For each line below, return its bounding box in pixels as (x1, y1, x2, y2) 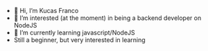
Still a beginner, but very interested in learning (13, 36, 146, 44)
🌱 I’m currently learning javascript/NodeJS (13, 28, 135, 37)
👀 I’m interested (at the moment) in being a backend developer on (13, 14, 202, 22)
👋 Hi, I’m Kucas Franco (13, 7, 79, 14)
